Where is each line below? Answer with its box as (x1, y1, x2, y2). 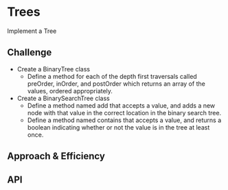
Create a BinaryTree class (16, 64, 91, 73)
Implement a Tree (7, 27, 57, 35)
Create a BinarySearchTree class (16, 94, 110, 102)
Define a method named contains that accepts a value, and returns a (27, 116, 222, 124)
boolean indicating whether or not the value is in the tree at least (27, 123, 210, 131)
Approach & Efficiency (7, 150, 105, 162)
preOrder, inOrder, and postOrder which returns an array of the (27, 80, 206, 88)
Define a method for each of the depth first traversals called (27, 72, 197, 80)
